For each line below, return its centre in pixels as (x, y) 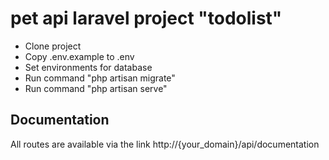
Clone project (53, 46)
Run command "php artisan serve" (96, 88)
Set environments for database (88, 67)
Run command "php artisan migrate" (100, 78)
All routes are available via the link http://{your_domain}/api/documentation (165, 144)
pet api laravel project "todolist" (146, 18)
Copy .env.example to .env (79, 56)
